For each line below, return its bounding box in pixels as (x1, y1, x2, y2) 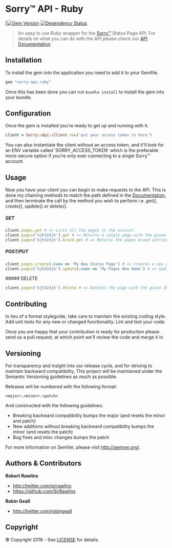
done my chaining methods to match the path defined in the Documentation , (5, 192, 166, 198)
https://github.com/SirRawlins (12, 488, 76, 494)
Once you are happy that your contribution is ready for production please (5, 329, 160, 335)
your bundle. (5, 94, 32, 100)
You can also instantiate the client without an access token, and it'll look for (5, 142, 164, 148)
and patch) (12, 418, 36, 424)
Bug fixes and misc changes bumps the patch (12, 434, 110, 440)
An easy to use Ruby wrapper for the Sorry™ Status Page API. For (17, 30, 156, 36)
